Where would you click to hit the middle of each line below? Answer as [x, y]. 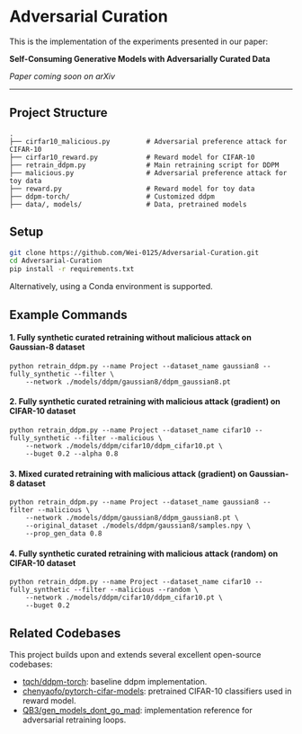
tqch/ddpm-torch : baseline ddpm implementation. [115, 682]
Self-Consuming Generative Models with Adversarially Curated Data [140, 58]
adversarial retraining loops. [74, 720]
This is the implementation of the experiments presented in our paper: [139, 41]
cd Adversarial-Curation [56, 261]
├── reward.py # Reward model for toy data [132, 189]
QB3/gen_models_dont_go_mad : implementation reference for [138, 711]
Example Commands [68, 315]
